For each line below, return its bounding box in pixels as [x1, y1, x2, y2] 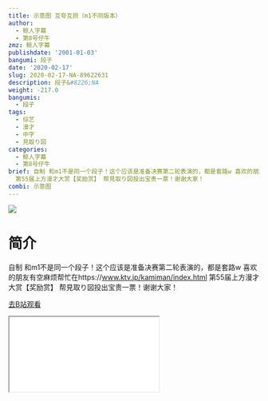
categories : [8, 145, 48, 153]
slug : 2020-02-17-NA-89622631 [8, 71, 109, 79]
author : [8, 19, 34, 27]
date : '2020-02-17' [8, 64, 73, 72]
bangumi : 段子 [8, 57, 53, 65]
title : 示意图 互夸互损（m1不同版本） [8, 11, 122, 20]
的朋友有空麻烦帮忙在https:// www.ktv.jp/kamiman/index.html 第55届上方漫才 [8, 272, 260, 282]
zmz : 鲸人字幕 [8, 42, 50, 50]
